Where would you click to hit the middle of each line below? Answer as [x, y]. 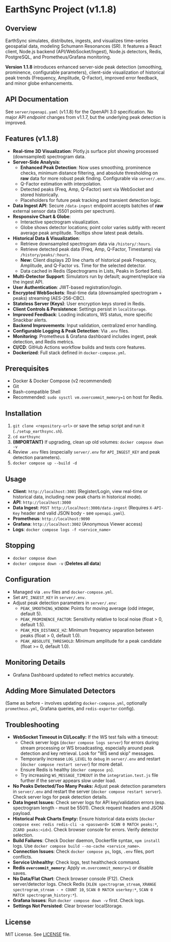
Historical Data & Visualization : [46, 238]
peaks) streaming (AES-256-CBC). [49, 298]
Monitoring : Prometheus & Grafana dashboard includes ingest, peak [85, 336]
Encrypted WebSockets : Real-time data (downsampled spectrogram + [87, 293]
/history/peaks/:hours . [45, 254]
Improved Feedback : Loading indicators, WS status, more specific [83, 314]
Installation [23, 413]
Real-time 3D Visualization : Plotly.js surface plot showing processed [86, 151]
